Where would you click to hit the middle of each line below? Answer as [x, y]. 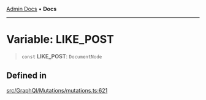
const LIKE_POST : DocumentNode [62, 56]
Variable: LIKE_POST [60, 40]
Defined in [27, 76]
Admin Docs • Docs [32, 9]
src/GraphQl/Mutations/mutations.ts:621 [57, 90]
